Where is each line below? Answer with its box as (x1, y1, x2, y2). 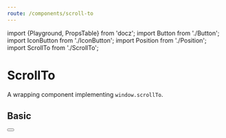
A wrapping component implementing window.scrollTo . (7, 90, 163, 98)
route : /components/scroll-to (7, 10, 94, 17)
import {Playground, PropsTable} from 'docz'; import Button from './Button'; (7, 29, 220, 37)
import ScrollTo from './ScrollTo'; (7, 43, 99, 51)
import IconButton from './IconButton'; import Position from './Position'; (7, 36, 207, 45)
